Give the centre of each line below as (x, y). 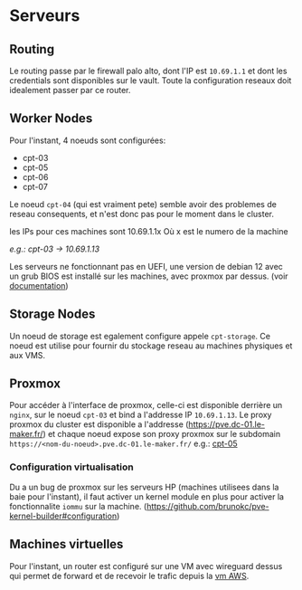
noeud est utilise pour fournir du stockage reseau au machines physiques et (151, 346)
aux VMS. (28, 355)
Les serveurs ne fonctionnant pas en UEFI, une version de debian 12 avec (146, 266)
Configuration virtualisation (71, 467)
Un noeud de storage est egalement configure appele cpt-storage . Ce (140, 336)
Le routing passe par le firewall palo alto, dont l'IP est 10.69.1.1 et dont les (148, 71)
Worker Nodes (51, 119)
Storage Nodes (52, 314)
